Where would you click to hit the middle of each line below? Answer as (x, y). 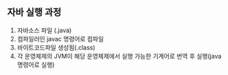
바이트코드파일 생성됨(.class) (56, 47)
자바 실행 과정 (34, 12)
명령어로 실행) (36, 65)
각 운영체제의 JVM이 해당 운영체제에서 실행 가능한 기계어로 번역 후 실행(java (119, 56)
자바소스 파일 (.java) (44, 30)
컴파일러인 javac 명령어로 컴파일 (60, 39)
